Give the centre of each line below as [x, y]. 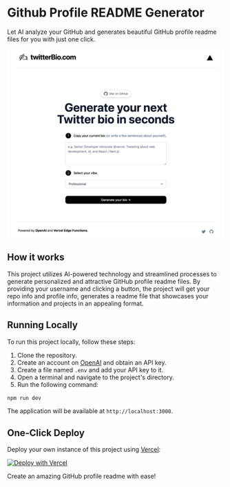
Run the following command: [57, 384]
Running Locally [42, 325]
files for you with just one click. [51, 39]
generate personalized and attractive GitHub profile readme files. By [104, 281]
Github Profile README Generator [106, 13]
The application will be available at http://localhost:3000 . [90, 411]
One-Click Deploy [46, 433]
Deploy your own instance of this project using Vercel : [84, 450]
